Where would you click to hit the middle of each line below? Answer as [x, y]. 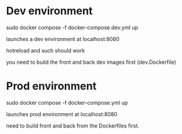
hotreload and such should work [46, 50]
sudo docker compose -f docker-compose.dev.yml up [72, 27]
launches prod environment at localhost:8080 [62, 114]
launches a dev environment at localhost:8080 [63, 39]
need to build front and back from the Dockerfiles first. [73, 126]
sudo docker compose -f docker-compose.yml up [67, 102]
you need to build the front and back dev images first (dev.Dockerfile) [91, 62]
